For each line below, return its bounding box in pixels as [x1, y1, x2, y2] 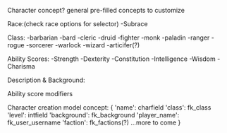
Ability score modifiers [7, 90, 73, 98]
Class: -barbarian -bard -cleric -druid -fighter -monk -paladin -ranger [7, 33, 210, 42]
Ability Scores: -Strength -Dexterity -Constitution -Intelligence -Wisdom [7, 54, 216, 63]
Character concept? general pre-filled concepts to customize [7, 6, 185, 14]
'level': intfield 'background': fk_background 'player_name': [7, 111, 180, 119]
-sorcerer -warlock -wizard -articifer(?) [25, 41, 140, 49]
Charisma [7, 62, 35, 70]
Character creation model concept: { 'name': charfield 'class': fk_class [7, 103, 211, 112]
